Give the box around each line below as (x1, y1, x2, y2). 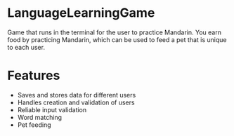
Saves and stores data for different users (17, 90, 136, 99)
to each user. (7, 43, 46, 51)
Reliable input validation (17, 105, 87, 114)
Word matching (17, 113, 62, 121)
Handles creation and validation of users (17, 98, 135, 107)
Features (7, 68, 60, 83)
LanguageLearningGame (7, 5, 155, 21)
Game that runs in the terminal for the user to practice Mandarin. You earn (7, 28, 221, 36)
